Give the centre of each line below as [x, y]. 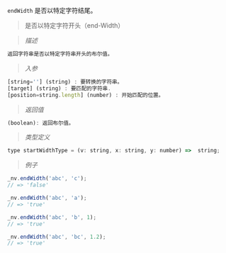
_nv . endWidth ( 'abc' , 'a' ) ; [47, 198]
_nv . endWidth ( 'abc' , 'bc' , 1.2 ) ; [57, 237]
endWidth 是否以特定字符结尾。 [52, 10]
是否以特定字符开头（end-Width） [74, 26]
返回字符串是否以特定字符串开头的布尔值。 [60, 54]
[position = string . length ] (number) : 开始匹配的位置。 [86, 95]
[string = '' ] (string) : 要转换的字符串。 [65, 81]
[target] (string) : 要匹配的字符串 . [59, 88]
